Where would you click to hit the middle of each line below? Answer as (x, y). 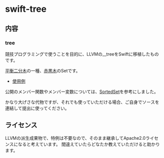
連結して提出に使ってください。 (37, 108)
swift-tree (26, 9)
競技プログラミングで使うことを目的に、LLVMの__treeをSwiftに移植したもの (82, 54)
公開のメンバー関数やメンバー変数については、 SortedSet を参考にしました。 (82, 92)
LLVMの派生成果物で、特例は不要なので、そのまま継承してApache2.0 (75, 138)
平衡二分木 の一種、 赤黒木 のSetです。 (43, 70)
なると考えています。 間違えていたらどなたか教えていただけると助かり (89, 144)
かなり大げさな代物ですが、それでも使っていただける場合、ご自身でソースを (82, 102)
